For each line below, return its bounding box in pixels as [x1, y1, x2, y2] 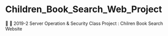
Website [5, 25, 23, 31]
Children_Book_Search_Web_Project [5, 4, 162, 15]
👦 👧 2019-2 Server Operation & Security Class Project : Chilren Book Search [5, 20, 163, 26]
